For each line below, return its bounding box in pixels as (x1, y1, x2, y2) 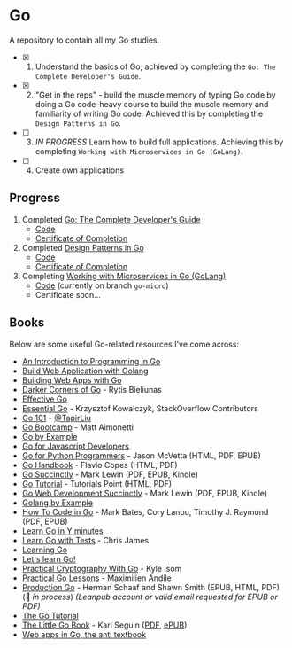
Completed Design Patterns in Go (21, 242, 144, 253)
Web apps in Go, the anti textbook (21, 628, 147, 639)
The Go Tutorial (21, 610, 80, 621)
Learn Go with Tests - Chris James (21, 535, 149, 545)
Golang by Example (21, 497, 94, 508)
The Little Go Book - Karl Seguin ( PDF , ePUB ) (21, 620, 188, 630)
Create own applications (35, 165, 125, 176)
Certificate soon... (35, 289, 102, 300)
